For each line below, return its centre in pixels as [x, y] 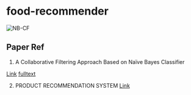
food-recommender [57, 11]
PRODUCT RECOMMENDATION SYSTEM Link [72, 85]
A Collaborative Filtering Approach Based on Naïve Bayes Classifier [100, 62]
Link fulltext [21, 74]
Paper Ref [25, 47]
